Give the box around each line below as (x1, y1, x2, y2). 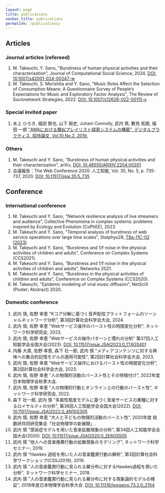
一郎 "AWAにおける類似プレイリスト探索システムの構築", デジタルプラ (18, 126, 160, 133)
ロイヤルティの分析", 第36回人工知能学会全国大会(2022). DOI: (17, 403, 142, 409)
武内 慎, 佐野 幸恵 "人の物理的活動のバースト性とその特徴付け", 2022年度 (12, 372, 160, 378)
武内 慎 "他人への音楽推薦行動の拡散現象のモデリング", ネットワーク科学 (12, 439, 159, 445)
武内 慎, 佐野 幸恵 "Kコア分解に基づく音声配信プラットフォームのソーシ (12, 310, 157, 316)
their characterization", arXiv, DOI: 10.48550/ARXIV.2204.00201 (12, 162, 141, 168)
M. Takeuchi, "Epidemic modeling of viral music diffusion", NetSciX (12, 281, 149, 287)
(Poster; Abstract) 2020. (12, 286, 62, 293)
